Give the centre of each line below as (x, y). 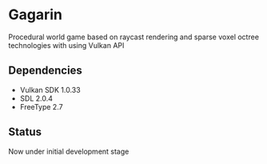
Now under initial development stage (69, 151)
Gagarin (35, 15)
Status (25, 132)
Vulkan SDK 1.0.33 (50, 90)
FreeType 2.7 (41, 106)
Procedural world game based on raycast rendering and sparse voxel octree (134, 37)
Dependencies (45, 71)
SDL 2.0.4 (36, 98)
